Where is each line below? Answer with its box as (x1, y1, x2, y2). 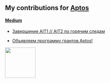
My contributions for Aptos (5, 4, 89, 12)
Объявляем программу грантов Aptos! (12, 37, 93, 43)
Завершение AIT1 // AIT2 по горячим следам (12, 28, 105, 34)
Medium (5, 17, 22, 23)
